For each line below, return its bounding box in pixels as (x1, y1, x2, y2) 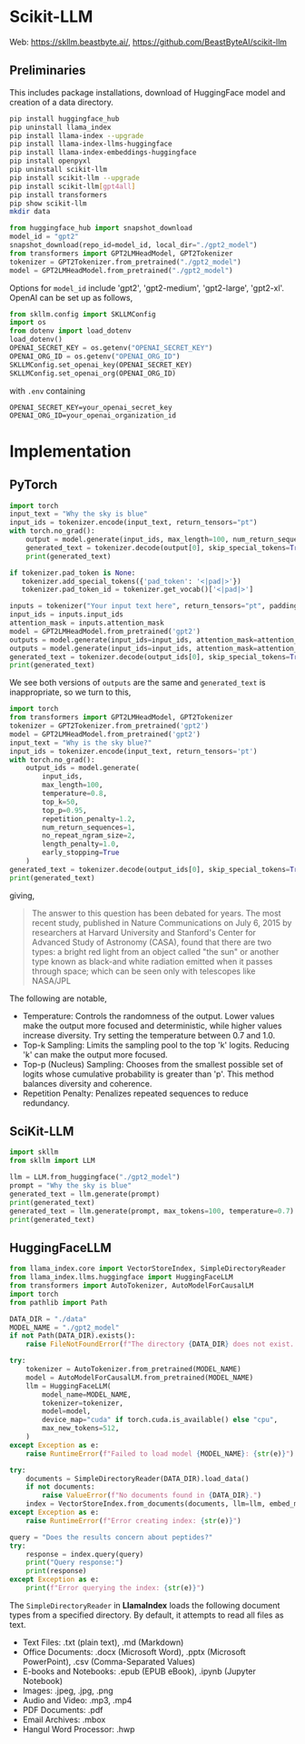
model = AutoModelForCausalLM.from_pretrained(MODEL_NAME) (25, 1373, 254, 1382)
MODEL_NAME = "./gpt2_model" (9, 1323, 120, 1332)
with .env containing (9, 385, 86, 396)
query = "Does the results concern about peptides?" (9, 1532, 213, 1542)
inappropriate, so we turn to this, (9, 687, 132, 697)
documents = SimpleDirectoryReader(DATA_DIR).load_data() (25, 1474, 250, 1483)
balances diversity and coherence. (22, 1077, 152, 1088)
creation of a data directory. (9, 96, 113, 107)
